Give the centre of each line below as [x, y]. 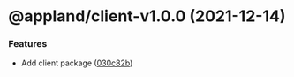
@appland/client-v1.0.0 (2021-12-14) [147, 16]
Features [28, 44]
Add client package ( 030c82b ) [77, 63]
